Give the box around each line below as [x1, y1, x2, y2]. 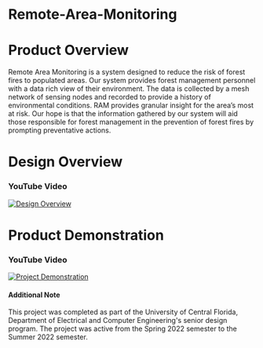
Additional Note [8, 290, 60, 299]
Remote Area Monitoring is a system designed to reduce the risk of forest [8, 67, 246, 77]
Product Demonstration [8, 226, 165, 244]
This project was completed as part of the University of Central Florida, [8, 307, 238, 317]
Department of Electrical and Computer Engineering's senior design [8, 316, 228, 325]
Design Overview [8, 153, 123, 171]
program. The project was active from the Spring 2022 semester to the [8, 324, 237, 334]
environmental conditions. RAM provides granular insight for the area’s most [8, 100, 254, 111]
